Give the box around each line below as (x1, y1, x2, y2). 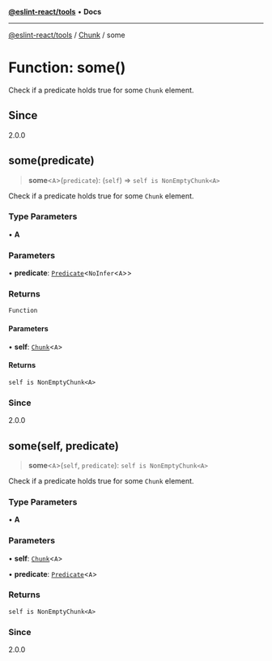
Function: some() (8, 58, 126, 77)
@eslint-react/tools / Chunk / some (8, 30, 125, 40)
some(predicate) (8, 154, 95, 168)
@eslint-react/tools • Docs (8, 7, 102, 16)
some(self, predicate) (8, 439, 119, 453)
